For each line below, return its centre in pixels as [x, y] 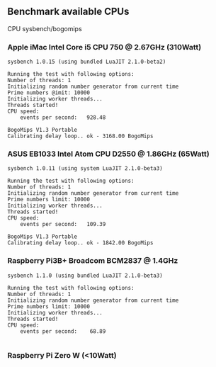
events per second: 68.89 [63, 331]
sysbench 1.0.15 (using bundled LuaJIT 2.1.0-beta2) [87, 62]
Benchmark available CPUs [68, 12]
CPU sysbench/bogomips [45, 28]
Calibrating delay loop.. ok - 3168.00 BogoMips [80, 136]
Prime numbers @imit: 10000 [49, 93]
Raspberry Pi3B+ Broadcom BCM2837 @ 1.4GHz [93, 261]
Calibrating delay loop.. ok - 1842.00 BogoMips [80, 243]
